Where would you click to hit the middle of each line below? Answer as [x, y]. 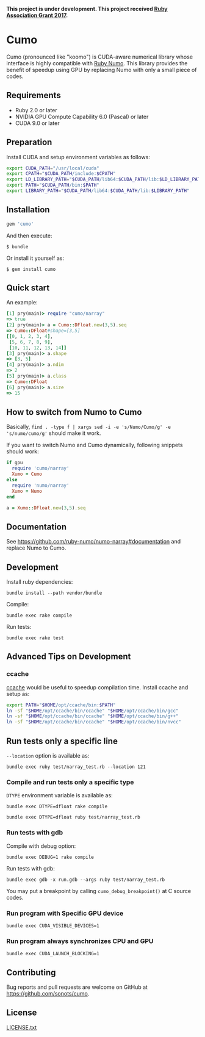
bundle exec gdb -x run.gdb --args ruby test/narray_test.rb [86, 880]
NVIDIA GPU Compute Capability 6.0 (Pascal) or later [82, 117]
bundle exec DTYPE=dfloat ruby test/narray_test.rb [73, 817]
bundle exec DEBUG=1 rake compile [50, 857]
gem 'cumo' [20, 224]
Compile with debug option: [41, 846]
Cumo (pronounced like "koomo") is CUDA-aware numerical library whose [100, 57]
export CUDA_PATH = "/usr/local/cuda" [53, 168]
